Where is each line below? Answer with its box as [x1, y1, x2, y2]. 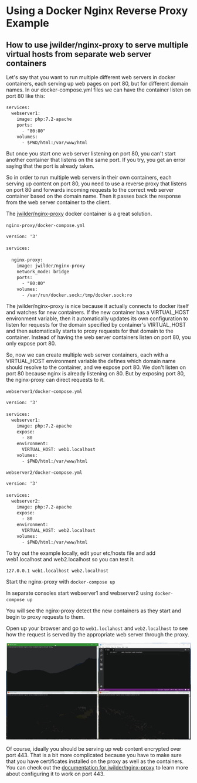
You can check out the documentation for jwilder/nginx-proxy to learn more [6, 764, 189, 771]
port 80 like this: [6, 93, 46, 99]
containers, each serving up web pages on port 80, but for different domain [6, 80, 189, 87]
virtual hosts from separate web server [6, 49, 152, 59]
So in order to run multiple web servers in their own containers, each [6, 174, 172, 181]
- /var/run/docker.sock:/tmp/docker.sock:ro [21, 292, 133, 298]
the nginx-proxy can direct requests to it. [6, 377, 105, 383]
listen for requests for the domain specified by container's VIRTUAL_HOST [6, 321, 186, 328]
